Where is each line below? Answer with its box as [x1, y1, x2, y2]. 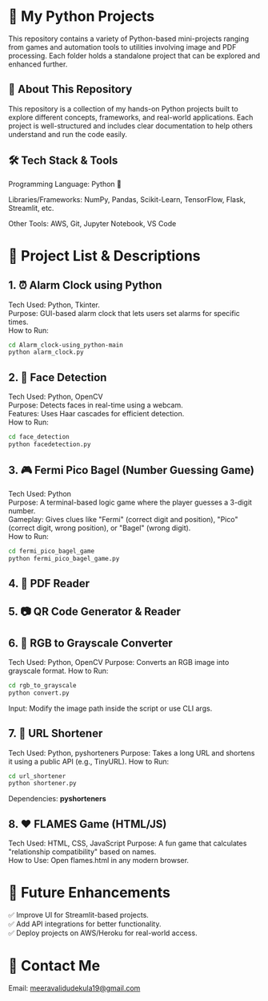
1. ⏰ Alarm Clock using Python [8, 278, 162, 292]
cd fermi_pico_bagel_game [8, 547, 94, 555]
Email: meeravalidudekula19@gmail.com [8, 983, 141, 993]
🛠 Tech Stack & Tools [8, 154, 118, 168]
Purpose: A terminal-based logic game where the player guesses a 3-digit [8, 497, 252, 507]
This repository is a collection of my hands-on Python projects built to [8, 103, 238, 113]
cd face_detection [8, 433, 70, 441]
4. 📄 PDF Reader [8, 577, 90, 590]
